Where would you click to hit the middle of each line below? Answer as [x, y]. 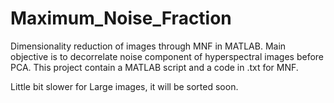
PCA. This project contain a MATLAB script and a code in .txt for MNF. [154, 67]
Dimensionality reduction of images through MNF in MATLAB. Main [148, 46]
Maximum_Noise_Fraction [121, 18]
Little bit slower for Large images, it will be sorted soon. [124, 86]
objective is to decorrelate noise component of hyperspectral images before [167, 56]
